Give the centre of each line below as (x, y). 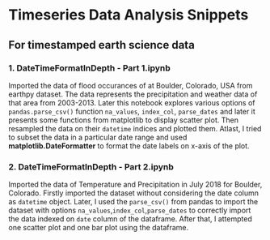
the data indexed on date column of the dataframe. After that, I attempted (130, 219)
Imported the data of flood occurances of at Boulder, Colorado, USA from (131, 85)
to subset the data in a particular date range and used (98, 137)
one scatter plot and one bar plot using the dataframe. (99, 228)
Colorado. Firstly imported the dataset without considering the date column (134, 193)
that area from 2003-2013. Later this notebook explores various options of (132, 102)
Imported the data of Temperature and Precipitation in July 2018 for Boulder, (135, 185)
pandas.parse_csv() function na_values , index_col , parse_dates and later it (132, 111)
